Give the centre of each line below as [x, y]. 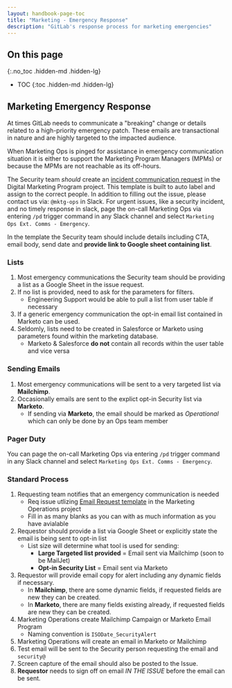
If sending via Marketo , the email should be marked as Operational [123, 414]
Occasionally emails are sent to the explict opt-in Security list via [109, 398]
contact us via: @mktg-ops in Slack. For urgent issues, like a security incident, [116, 201]
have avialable [48, 524]
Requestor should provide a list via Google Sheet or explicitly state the [117, 531]
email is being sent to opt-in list [62, 538]
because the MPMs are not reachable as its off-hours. [84, 166]
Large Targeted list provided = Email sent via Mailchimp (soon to [131, 553]
